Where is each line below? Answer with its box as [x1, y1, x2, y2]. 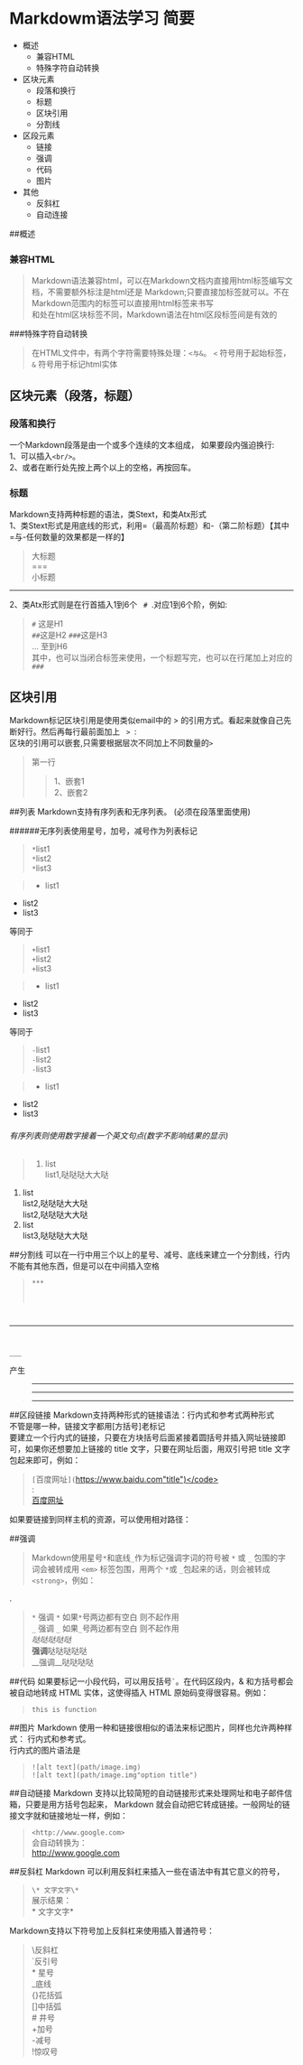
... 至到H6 [31, 641, 68, 652]
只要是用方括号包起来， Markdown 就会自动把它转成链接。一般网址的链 [24, 1799, 290, 1810]
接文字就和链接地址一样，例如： [9, 1810, 128, 1821]
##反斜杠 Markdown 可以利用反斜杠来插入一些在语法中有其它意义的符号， [9, 1866, 285, 1877]
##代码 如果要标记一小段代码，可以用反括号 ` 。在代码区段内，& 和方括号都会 [9, 1676, 294, 1687]
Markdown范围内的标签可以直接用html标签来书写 [31, 298, 215, 309]
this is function [31, 1706, 97, 1715]
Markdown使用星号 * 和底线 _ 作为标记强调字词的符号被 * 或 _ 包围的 [31, 1552, 279, 1563]
